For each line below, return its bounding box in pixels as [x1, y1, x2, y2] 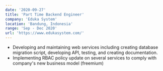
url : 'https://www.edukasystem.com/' [5, 30, 85, 35]
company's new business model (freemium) [12, 60, 104, 66]
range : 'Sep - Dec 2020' [5, 26, 57, 31]
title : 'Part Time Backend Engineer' [5, 12, 85, 17]
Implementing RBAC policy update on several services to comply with [12, 55, 157, 60]
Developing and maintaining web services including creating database [12, 44, 158, 50]
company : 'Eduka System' [5, 16, 57, 21]
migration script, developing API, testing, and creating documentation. [12, 49, 158, 55]
